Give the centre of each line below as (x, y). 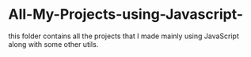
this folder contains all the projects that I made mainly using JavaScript (124, 36)
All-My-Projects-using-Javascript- (126, 14)
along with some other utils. (53, 44)
